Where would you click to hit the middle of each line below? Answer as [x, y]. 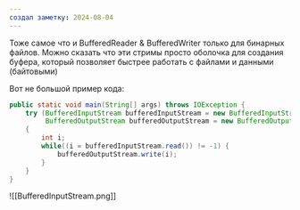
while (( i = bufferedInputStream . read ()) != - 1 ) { [135, 146]
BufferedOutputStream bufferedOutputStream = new [139, 121]
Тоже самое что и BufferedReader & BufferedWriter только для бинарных [147, 43]
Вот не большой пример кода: [67, 88]
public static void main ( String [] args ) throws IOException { [127, 105]
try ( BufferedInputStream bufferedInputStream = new [125, 113]
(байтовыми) [33, 71]
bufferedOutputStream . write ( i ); [117, 154]
